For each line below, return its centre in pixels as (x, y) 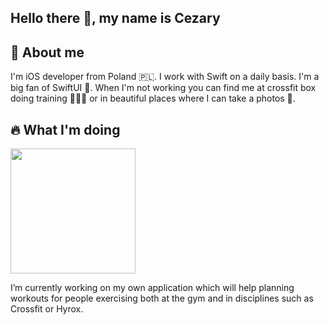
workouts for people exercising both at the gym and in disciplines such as (162, 298)
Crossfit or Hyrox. (47, 309)
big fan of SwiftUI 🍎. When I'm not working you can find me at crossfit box (163, 88)
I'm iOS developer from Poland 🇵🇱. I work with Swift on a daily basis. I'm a (165, 77)
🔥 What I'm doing (65, 129)
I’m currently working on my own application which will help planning (152, 288)
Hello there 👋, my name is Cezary (115, 18)
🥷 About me (47, 52)
